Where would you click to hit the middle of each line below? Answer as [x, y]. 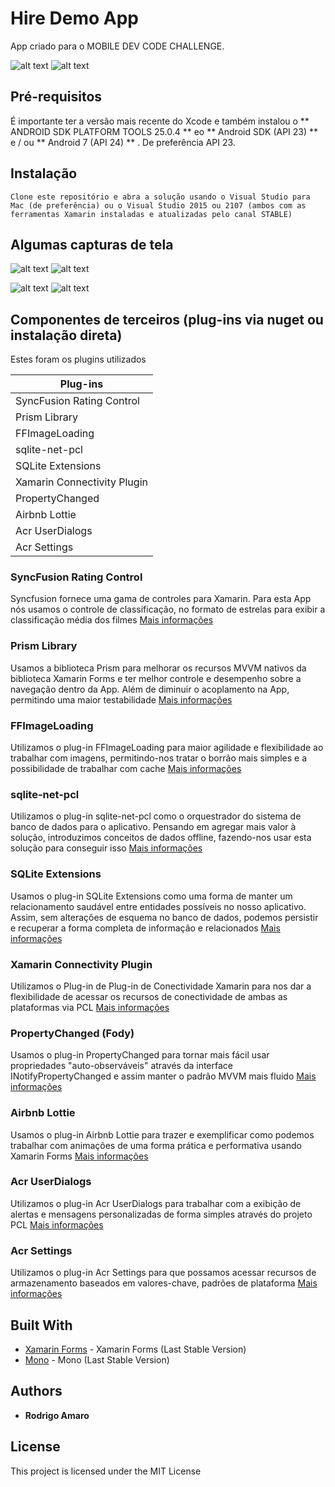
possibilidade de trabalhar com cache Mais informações [126, 769]
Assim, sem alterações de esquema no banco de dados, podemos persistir [164, 917]
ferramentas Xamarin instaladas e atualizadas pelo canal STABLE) [151, 214]
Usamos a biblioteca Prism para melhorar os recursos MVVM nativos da [158, 668]
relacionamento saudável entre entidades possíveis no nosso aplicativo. [158, 906]
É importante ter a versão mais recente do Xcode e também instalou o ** [160, 121]
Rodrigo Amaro [57, 1415]
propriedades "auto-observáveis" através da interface [121, 1066]
